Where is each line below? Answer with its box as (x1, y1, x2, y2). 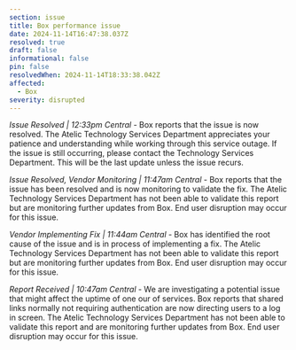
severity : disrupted (9, 95, 86, 105)
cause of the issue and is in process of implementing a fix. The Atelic (9, 238, 261, 249)
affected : (9, 79, 46, 88)
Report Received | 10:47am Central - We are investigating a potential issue (9, 284, 281, 295)
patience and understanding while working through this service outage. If (9, 138, 277, 149)
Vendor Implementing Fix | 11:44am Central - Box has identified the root (9, 229, 270, 240)
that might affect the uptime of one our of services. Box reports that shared (9, 293, 284, 304)
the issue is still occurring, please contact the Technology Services (9, 148, 254, 159)
